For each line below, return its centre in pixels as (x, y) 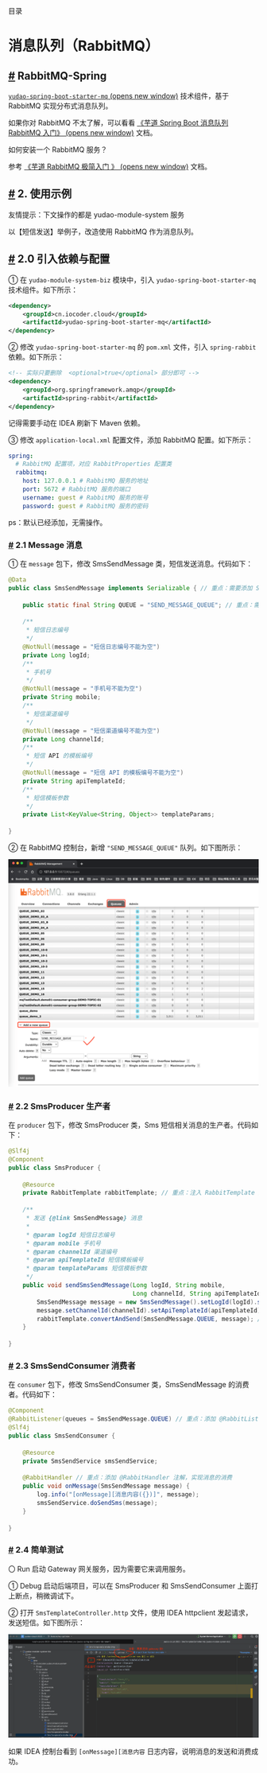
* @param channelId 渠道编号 (72, 1252)
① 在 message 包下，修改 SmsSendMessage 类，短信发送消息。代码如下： (131, 563)
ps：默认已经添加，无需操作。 (58, 522)
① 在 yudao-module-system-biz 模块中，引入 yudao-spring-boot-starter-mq (132, 279)
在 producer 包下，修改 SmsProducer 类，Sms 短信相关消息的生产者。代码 (130, 1125)
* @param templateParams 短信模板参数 (87, 1269)
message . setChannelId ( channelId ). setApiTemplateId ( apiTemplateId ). (151, 1310)
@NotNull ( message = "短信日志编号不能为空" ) (91, 647)
